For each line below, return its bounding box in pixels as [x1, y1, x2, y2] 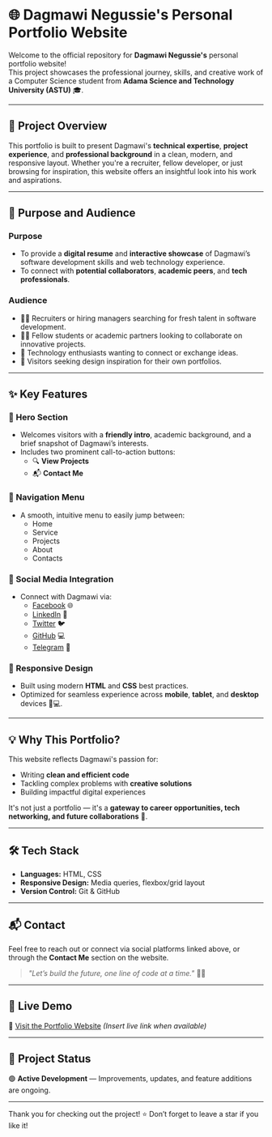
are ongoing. [8, 1085, 51, 1095]
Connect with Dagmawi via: [19, 592, 112, 602]
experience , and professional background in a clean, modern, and [8, 149, 233, 159]
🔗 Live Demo [8, 999, 73, 1013]
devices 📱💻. [19, 699, 63, 709]
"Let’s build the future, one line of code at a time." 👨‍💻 [28, 968, 206, 977]
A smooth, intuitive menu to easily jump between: [19, 510, 185, 520]
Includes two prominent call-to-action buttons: [19, 447, 176, 457]
